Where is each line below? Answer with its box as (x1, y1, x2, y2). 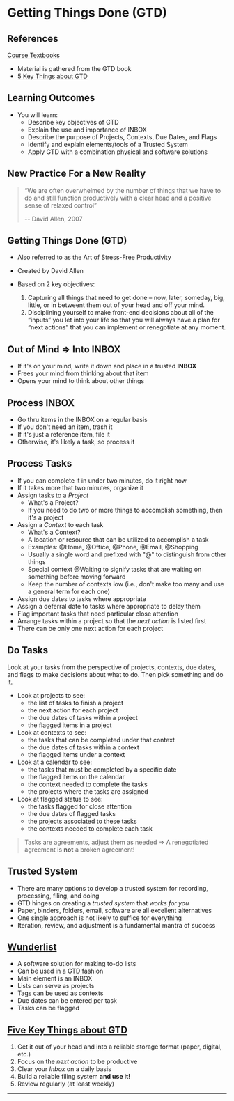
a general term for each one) (27, 587, 110, 595)
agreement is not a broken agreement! (24, 845, 135, 854)
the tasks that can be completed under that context (27, 735, 175, 744)
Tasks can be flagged (17, 1004, 80, 1013)
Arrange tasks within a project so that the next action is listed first (17, 616, 207, 625)
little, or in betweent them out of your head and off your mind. (27, 301, 205, 309)
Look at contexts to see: (17, 728, 87, 736)
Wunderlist (7, 941, 57, 953)
